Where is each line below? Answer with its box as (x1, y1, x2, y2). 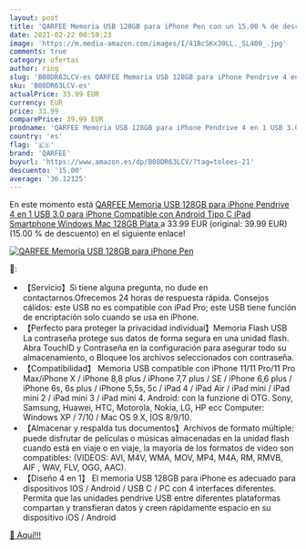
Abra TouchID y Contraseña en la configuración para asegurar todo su (22, 342, 287, 353)
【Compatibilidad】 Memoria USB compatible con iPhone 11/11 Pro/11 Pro (22, 363, 296, 374)
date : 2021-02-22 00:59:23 (9, 30, 112, 39)
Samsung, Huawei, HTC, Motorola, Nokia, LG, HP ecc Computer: (22, 402, 265, 413)
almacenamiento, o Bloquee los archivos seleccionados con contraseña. (22, 352, 294, 363)
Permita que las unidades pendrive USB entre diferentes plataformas (22, 493, 280, 503)
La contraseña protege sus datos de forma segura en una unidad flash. (22, 333, 290, 344)
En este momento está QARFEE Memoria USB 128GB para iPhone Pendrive (9, 199, 290, 210)
